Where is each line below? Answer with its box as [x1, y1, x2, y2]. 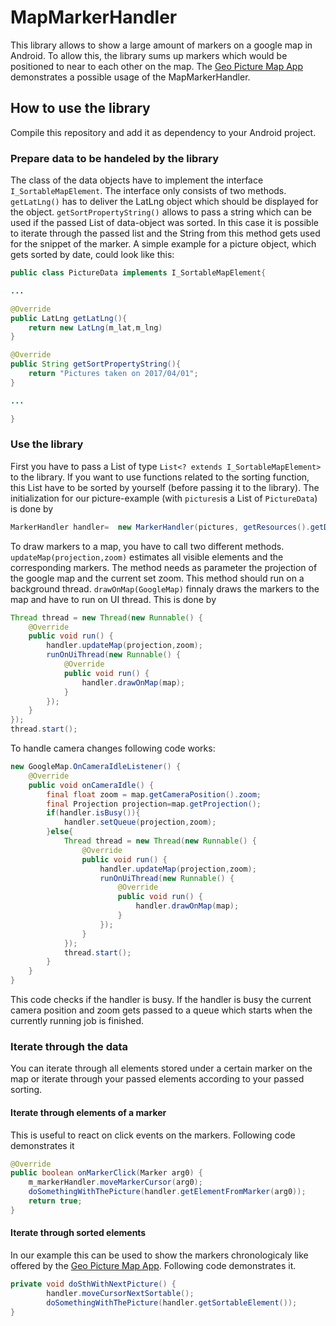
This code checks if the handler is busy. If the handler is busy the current [10, 994, 312, 1006]
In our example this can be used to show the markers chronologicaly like [10, 1249, 309, 1261]
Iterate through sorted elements [10, 1227, 147, 1239]
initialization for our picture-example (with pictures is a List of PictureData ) [10, 492, 318, 504]
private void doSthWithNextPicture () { [10, 1279, 177, 1290]
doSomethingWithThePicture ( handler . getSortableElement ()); [46, 1297, 298, 1308]
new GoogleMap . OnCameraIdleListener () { [10, 762, 182, 772]
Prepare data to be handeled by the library [10, 151, 220, 165]
